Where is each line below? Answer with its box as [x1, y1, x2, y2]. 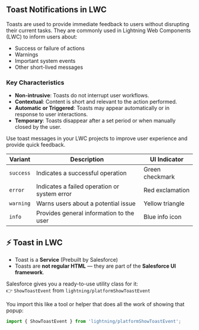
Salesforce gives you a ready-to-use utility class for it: [6, 280, 138, 287]
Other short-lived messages [14, 64, 84, 71]
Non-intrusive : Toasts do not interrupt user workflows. [14, 92, 149, 99]
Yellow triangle [143, 199, 185, 208]
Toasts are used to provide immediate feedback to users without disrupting [6, 20, 190, 27]
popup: [6, 307, 24, 314]
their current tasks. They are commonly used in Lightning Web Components [6, 27, 191, 34]
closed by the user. [14, 123, 62, 131]
